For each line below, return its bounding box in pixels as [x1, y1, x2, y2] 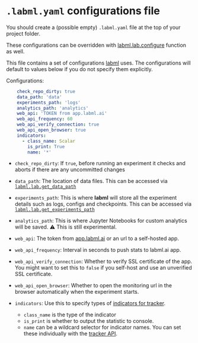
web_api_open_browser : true [17, 127, 86, 133]
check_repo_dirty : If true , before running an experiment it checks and [14, 160, 186, 167]
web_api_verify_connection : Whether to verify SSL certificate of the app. [14, 258, 193, 265]
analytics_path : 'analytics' [17, 105, 89, 111]
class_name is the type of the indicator [23, 311, 117, 318]
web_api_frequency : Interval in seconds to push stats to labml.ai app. [14, 246, 181, 254]
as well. [6, 47, 25, 55]
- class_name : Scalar [21, 138, 76, 144]
